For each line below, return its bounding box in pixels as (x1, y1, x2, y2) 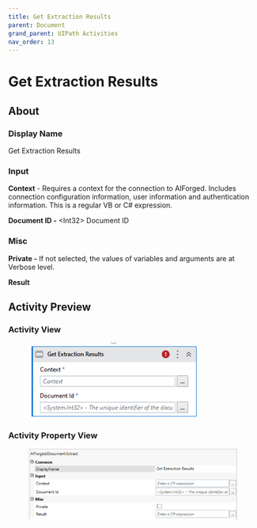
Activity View (8, 325, 62, 336)
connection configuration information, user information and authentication (8, 192, 250, 202)
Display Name (8, 127, 63, 139)
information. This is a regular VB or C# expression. (8, 200, 172, 210)
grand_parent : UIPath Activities (8, 29, 119, 37)
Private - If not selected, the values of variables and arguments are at (8, 253, 235, 263)
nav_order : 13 (8, 38, 55, 46)
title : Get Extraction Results (8, 13, 111, 21)
